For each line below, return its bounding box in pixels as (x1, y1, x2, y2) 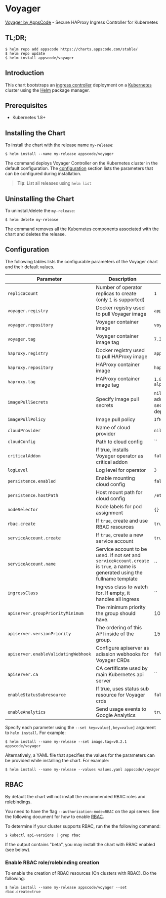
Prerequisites (5, 101, 47, 110)
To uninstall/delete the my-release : (5, 208, 75, 213)
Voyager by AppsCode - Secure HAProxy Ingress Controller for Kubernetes (5, 19, 158, 25)
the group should (96, 610, 136, 616)
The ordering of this (96, 624, 142, 631)
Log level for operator (96, 466, 146, 473)
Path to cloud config (96, 438, 143, 445)
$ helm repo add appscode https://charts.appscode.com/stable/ (5, 46, 138, 52)
